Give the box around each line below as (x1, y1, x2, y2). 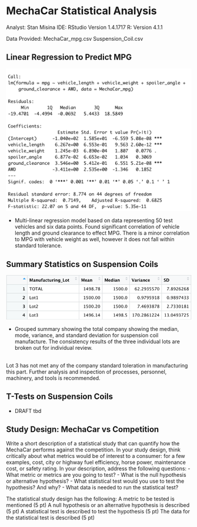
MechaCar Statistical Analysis (6, 4, 157, 18)
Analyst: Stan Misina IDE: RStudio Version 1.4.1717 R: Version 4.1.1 (6, 24, 163, 31)
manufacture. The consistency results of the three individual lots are (14, 338, 181, 345)
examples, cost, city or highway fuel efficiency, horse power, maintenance (6, 459, 186, 466)
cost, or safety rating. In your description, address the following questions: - (6, 465, 191, 472)
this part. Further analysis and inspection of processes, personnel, (6, 368, 167, 375)
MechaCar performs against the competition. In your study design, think (6, 446, 181, 453)
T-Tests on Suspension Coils (6, 392, 113, 402)
